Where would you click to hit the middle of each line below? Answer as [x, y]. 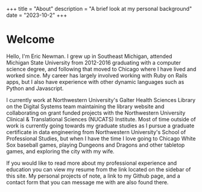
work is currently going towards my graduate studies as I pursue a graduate [100, 126]
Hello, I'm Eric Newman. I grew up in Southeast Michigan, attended [89, 56]
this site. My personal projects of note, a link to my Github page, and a [93, 176]
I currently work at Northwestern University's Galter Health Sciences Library [101, 100]
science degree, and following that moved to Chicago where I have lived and [101, 69]
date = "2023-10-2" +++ [37, 15]
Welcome [30, 40]
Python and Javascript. [35, 88]
